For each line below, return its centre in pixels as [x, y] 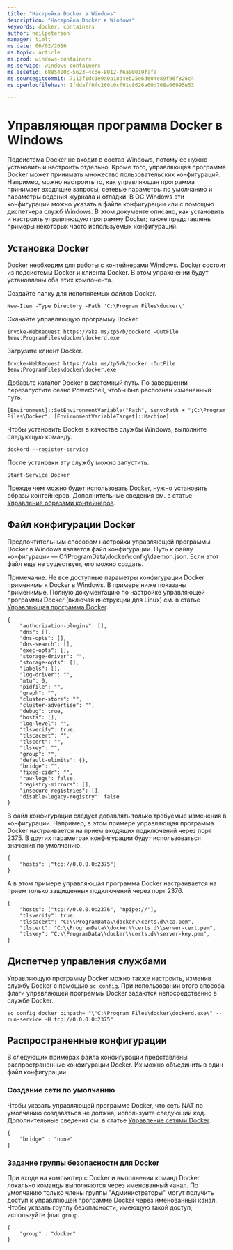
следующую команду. [40, 437]
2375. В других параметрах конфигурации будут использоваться [104, 838]
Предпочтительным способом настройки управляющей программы [109, 542]
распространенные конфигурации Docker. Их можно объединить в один [115, 1065]
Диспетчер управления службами [87, 962]
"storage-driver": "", [53, 656]
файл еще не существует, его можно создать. [75, 564]
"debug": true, [42, 711]
